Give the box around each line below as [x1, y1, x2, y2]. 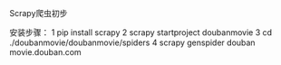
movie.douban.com [9, 47, 82, 57]
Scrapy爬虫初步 [9, 8, 68, 18]
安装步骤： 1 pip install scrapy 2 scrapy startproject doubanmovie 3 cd [9, 27, 273, 38]
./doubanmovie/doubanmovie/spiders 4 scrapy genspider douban [9, 37, 256, 48]
